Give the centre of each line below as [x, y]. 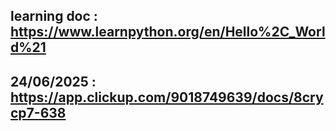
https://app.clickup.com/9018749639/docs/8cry [167, 97]
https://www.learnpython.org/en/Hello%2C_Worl [168, 32]
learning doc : [54, 16]
